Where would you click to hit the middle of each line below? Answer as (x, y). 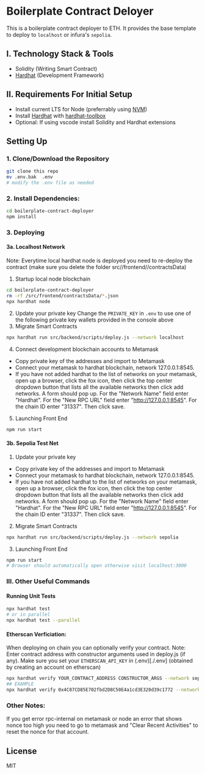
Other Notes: (26, 706)
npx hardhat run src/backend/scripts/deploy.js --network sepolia (92, 537)
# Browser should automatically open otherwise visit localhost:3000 (97, 566)
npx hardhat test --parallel (43, 621)
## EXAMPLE (20, 684)
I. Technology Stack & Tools (60, 54)
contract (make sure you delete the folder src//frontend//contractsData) (96, 267)
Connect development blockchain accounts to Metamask (87, 349)
